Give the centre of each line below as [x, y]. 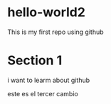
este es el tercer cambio [43, 93]
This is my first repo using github [56, 32]
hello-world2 [46, 12]
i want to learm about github [49, 80]
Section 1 [35, 60]
